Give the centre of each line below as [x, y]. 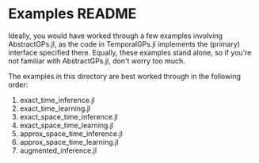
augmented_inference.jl [58, 150]
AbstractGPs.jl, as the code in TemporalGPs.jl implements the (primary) [124, 44]
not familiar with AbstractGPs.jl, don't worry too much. [97, 61]
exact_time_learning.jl [55, 108]
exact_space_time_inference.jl [69, 116]
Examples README [72, 14]
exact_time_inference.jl [57, 100]
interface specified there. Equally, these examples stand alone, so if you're [130, 52]
